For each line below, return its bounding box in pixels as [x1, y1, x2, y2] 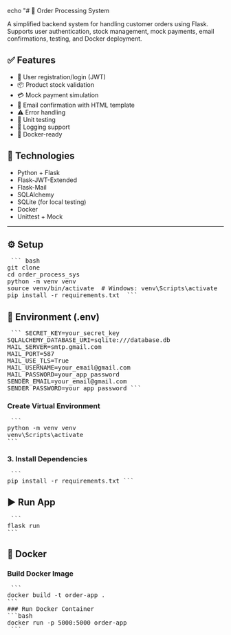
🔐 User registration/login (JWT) [16, 72, 107, 81]
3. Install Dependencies [7, 454, 88, 464]
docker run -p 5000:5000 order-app [7, 619, 127, 627]
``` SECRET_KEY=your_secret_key [10, 330, 120, 337]
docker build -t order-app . [7, 592, 105, 599]
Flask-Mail [16, 183, 47, 191]
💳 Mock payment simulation [16, 90, 99, 99]
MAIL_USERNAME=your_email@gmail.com [7, 364, 131, 372]
